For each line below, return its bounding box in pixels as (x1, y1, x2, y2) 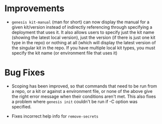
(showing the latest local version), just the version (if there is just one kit (11, 35, 156, 40)
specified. (11, 104, 32, 109)
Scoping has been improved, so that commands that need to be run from (11, 83, 157, 89)
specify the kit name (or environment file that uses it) (11, 50, 117, 56)
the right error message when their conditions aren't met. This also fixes (11, 93, 156, 99)
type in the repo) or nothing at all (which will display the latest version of (11, 39, 156, 45)
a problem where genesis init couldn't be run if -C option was (11, 98, 138, 105)
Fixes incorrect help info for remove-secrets (11, 113, 99, 119)
